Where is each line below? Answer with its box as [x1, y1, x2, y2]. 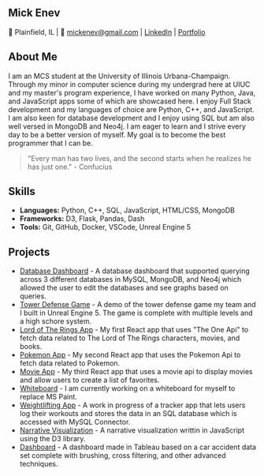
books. [19, 342, 43, 351]
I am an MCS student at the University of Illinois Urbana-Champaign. [8, 71, 231, 81]
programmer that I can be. [8, 138, 93, 148]
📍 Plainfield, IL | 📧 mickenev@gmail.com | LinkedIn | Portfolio [8, 27, 206, 36]
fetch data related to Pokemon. [19, 358, 121, 368]
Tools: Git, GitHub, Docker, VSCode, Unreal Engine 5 [19, 223, 191, 232]
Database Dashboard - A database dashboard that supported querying [19, 266, 250, 275]
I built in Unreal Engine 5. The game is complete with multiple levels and [19, 308, 254, 318]
